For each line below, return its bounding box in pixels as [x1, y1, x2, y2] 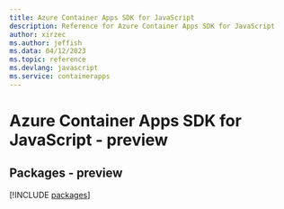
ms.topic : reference [9, 55, 87, 64]
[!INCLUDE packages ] [9, 189, 91, 200]
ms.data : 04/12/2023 [9, 47, 87, 56]
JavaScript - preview [9, 130, 169, 150]
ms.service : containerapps [9, 72, 111, 81]
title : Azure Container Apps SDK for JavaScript [9, 13, 195, 23]
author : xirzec [9, 30, 67, 39]
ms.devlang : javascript [9, 64, 99, 73]
